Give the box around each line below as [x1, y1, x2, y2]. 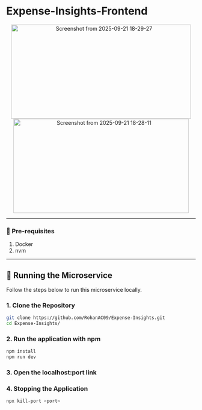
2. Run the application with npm [6, 335, 101, 343]
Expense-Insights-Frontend [6, 4, 148, 18]
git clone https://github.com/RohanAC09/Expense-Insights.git [6, 315, 165, 321]
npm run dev [6, 354, 36, 360]
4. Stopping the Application [6, 384, 88, 393]
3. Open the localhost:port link [6, 368, 97, 377]
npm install [6, 348, 36, 355]
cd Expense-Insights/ [6, 321, 61, 327]
